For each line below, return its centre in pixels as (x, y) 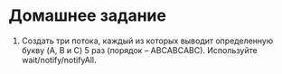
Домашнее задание (87, 16)
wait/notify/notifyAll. (59, 60)
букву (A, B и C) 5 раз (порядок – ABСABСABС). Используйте (140, 50)
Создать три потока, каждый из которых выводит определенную (147, 41)
